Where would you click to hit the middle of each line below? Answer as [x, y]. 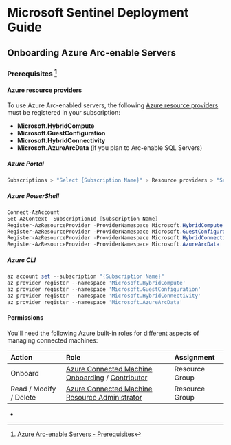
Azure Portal [26, 164]
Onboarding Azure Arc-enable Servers [92, 53]
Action [22, 357]
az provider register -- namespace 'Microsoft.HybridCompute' [97, 283]
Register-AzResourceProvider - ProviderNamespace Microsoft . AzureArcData [113, 245]
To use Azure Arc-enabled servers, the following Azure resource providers [113, 105]
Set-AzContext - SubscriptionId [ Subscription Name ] [82, 219]
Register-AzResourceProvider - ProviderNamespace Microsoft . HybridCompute [115, 225]
